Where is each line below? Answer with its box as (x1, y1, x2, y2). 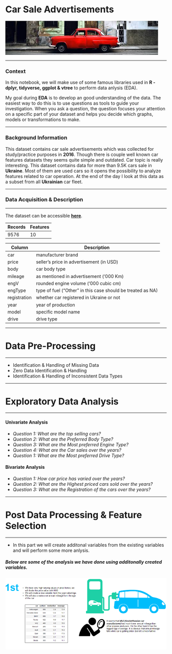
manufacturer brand (35, 251, 78, 257)
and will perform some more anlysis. (12, 547, 90, 553)
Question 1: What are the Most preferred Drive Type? (12, 452, 124, 459)
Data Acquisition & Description (5, 196, 83, 203)
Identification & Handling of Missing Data (12, 362, 99, 368)
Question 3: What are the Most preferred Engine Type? (12, 441, 129, 447)
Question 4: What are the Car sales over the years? (12, 447, 122, 453)
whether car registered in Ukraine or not (35, 294, 120, 301)
